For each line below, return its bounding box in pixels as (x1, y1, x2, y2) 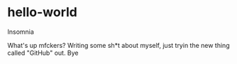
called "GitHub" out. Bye (7, 49, 79, 57)
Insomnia (7, 27, 34, 36)
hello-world (7, 4, 78, 20)
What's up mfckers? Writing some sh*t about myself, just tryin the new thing (7, 41, 230, 49)
